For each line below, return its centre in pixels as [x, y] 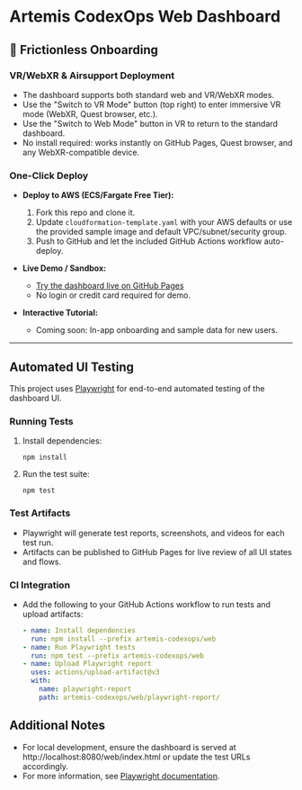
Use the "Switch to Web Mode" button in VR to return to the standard [150, 123]
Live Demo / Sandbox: [64, 268]
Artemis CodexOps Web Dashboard [145, 17]
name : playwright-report [85, 689]
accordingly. [45, 766]
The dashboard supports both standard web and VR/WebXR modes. [148, 94]
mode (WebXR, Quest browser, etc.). [90, 113]
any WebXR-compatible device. [81, 152]
